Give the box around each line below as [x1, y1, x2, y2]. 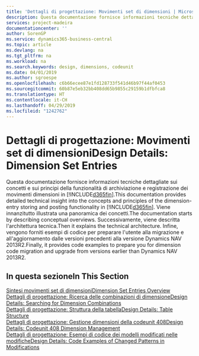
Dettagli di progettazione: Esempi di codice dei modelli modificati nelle [6, 331, 178, 338]
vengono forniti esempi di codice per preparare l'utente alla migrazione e [6, 229, 184, 236]
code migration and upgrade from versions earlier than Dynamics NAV [6, 247, 178, 255]
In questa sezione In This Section [6, 271, 129, 281]
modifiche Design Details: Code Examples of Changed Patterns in [6, 338, 165, 345]
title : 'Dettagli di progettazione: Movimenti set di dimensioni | [6, 8, 176, 15]
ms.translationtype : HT [6, 91, 65, 97]
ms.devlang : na [6, 47, 44, 53]
